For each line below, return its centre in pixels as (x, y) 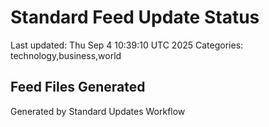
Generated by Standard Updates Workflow (98, 111)
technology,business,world (66, 55)
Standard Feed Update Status (135, 17)
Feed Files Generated (78, 87)
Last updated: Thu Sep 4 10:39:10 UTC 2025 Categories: (127, 45)
